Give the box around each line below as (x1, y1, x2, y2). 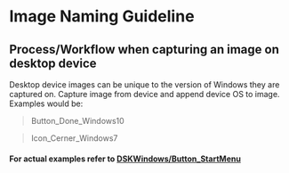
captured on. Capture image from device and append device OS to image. (9, 89, 280, 99)
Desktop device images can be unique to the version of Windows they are (9, 79, 280, 90)
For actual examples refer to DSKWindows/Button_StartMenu (9, 153, 242, 164)
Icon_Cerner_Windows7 (30, 133, 118, 144)
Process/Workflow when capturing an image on (9, 42, 280, 57)
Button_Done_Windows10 (30, 116, 124, 126)
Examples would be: (9, 98, 84, 109)
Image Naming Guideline (9, 6, 195, 27)
